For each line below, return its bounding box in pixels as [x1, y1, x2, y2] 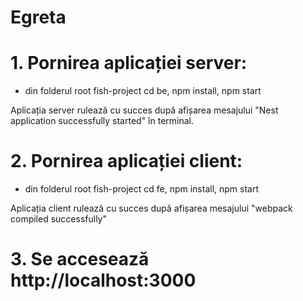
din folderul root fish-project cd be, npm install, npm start [24, 85, 262, 97]
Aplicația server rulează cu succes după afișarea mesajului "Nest [10, 104, 279, 116]
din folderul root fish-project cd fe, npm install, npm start [24, 183, 260, 195]
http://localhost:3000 [10, 269, 197, 292]
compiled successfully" [10, 213, 107, 225]
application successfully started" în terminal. [10, 115, 195, 127]
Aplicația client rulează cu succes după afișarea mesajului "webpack [10, 202, 293, 215]
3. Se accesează [10, 248, 150, 271]
